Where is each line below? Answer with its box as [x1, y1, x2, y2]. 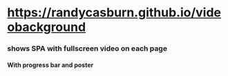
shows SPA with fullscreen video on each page [7, 44, 168, 53]
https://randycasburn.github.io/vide [7, 5, 222, 21]
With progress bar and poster [7, 60, 94, 69]
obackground [7, 19, 86, 35]
